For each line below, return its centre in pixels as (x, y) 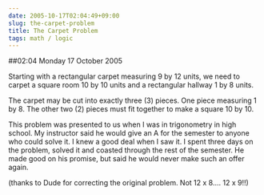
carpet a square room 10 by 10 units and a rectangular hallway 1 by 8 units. (131, 85)
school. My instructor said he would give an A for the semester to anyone (129, 133)
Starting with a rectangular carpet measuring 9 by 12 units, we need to (124, 76)
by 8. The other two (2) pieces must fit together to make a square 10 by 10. (131, 109)
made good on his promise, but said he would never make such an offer (127, 159)
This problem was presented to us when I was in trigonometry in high (122, 124)
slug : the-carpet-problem (51, 23)
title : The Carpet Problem (53, 30)
